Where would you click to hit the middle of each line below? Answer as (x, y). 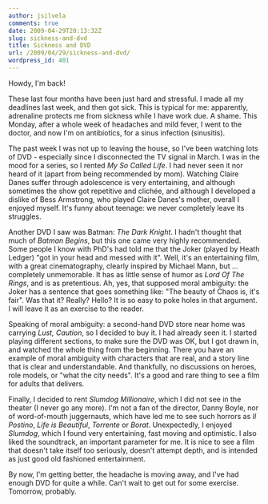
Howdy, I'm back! (37, 83)
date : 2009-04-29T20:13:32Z (55, 30)
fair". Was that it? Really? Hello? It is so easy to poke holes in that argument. (133, 300)
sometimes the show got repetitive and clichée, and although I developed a (132, 191)
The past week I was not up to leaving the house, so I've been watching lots (133, 148)
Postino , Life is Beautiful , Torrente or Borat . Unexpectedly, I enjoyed (120, 425)
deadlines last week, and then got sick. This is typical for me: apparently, (128, 107)
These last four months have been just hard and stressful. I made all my (126, 99)
